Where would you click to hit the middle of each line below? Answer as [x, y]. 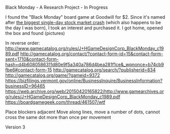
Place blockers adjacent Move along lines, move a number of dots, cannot [83, 112]
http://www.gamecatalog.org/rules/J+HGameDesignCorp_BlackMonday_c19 [84, 48]
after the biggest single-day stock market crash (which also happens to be [83, 23]
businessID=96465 [25, 86]
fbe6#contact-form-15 [29, 70]
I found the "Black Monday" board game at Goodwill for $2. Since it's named [85, 17]
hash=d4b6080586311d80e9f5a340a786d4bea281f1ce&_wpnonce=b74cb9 [84, 64]
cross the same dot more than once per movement [58, 117]
